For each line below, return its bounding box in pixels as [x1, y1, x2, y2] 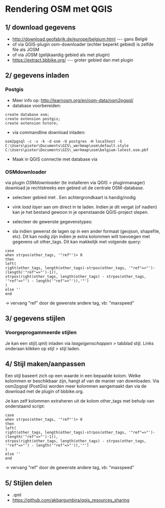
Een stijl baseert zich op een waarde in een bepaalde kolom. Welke [5, 373, 141, 379]
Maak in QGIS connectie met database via [12, 156, 98, 162]
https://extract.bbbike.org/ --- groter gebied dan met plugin [12, 57, 133, 63]
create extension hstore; [5, 121, 58, 126]
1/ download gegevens [5, 23, 76, 32]
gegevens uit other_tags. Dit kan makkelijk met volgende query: [12, 238, 141, 244]
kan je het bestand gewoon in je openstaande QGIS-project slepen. [12, 209, 149, 215]
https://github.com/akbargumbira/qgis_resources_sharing [12, 497, 130, 503]
